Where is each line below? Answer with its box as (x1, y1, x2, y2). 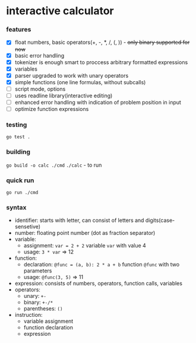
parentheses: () (23, 305, 63, 312)
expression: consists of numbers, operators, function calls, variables (14, 280, 183, 287)
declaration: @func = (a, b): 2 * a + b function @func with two (23, 261, 180, 268)
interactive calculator (6, 4, 114, 18)
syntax (6, 203, 27, 211)
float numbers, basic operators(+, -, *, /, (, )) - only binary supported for (14, 39, 190, 46)
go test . (6, 134, 31, 140)
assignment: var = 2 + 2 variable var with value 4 (23, 242, 147, 249)
